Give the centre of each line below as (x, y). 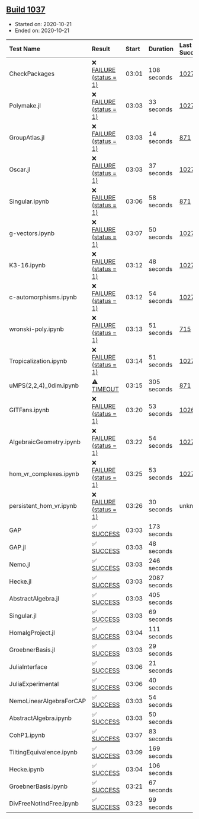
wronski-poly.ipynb (36, 329)
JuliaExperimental (34, 684)
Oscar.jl (20, 169)
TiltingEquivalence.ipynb (44, 752)
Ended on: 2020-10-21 (42, 30)
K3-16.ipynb (28, 265)
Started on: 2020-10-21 (43, 24)
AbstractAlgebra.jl (34, 598)
